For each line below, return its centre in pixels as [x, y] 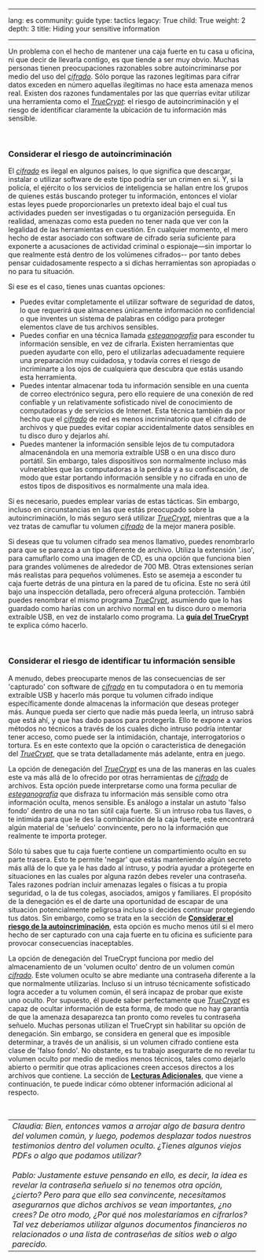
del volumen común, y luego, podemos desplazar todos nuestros [132, 1136]
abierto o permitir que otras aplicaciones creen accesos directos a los [121, 1067]
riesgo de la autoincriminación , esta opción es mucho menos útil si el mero [131, 926]
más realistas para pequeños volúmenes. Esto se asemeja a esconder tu [125, 575]
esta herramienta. [48, 377]
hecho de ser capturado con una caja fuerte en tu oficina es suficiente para [130, 935]
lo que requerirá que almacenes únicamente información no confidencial [137, 310]
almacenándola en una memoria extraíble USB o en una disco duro [127, 453]
